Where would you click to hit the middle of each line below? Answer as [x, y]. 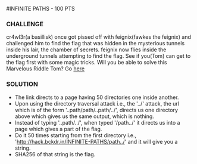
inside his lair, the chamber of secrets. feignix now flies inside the [86, 49]
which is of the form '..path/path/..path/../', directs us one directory [96, 110]
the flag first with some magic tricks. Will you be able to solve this [87, 63]
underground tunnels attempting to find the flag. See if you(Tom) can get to [98, 56]
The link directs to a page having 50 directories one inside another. [97, 97]
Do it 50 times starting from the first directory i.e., [76, 135]
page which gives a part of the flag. [58, 129]
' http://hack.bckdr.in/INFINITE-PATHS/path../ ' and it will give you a [96, 141]
